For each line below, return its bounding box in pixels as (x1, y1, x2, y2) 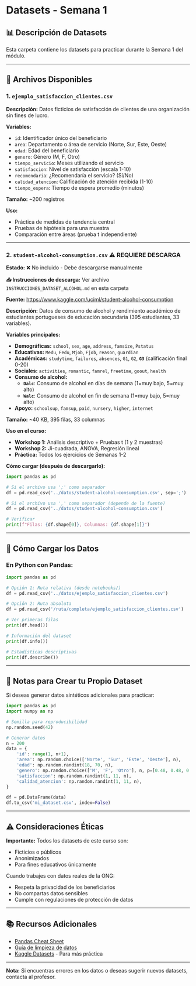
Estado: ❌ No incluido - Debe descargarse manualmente (6, 264, 143, 271)
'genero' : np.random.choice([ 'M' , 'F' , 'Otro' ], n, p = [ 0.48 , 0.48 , (16, 768, 184, 773)
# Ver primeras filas (6, 617, 59, 623)
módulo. (6, 52, 26, 59)
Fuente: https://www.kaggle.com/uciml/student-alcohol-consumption (6, 296, 174, 303)
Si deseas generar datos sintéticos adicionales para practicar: (6, 691, 155, 699)
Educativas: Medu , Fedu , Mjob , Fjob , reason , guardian (14, 348, 139, 355)
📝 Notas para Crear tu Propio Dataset (6, 676, 143, 686)
